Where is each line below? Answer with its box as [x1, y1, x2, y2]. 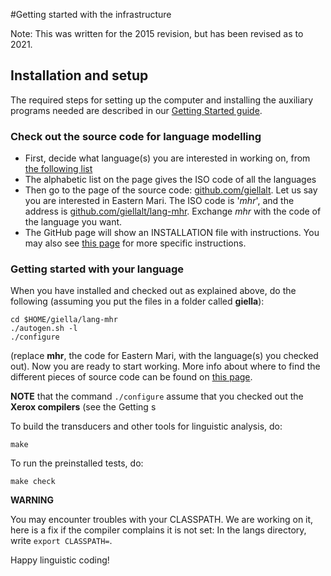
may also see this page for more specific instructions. [24, 237, 247, 249]
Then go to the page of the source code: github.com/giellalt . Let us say [24, 184, 318, 196]
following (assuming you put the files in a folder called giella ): [10, 295, 265, 308]
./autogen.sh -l [10, 324, 78, 334]
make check [10, 477, 56, 487]
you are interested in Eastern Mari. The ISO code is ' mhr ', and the [24, 195, 295, 207]
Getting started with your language [10, 262, 185, 276]
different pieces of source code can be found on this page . [10, 371, 253, 383]
